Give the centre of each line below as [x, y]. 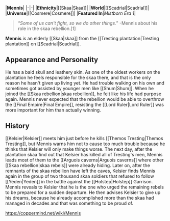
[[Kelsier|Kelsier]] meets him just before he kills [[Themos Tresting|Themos [84, 138]
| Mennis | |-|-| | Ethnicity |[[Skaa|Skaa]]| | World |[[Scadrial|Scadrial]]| [77, 8]
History [17, 126]
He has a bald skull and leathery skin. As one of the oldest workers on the [83, 72]
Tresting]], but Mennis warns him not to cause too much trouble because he [85, 144]
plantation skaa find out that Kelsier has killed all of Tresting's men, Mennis [84, 154]
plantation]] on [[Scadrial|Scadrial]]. [43, 44]
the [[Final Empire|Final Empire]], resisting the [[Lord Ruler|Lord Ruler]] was [85, 104]
